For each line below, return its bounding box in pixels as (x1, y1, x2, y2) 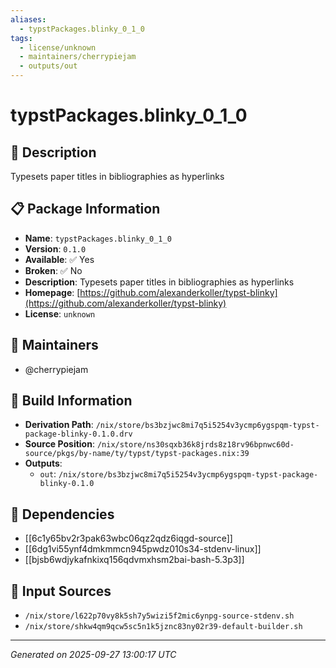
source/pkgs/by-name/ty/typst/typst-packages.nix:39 (24, 449, 250, 459)
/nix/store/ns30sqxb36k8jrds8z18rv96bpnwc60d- (96, 440, 295, 450)
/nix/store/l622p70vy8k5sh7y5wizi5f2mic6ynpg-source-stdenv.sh (24, 611, 295, 621)
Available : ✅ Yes (24, 253, 95, 265)
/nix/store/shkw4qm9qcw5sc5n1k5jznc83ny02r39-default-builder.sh (24, 622, 303, 632)
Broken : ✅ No (24, 264, 83, 276)
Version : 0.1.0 (24, 242, 87, 255)
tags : (10, 33, 33, 43)
